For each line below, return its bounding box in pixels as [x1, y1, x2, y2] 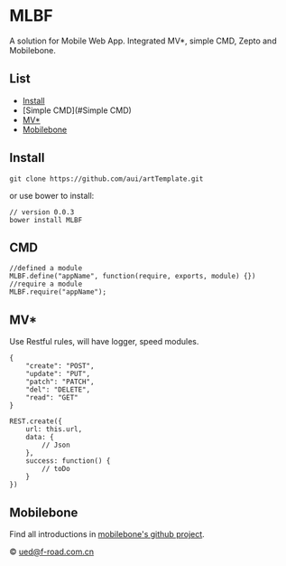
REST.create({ [9, 417, 63, 426]
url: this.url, [25, 425, 83, 434]
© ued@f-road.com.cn [9, 546, 95, 557]
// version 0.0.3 [9, 207, 75, 217]
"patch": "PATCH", [25, 377, 95, 387]
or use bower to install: [9, 190, 95, 201]
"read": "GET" [25, 393, 78, 402]
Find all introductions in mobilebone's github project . [9, 529, 205, 539]
